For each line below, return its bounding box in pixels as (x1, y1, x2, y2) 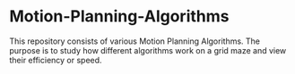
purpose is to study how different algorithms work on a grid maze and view (9, 45, 287, 55)
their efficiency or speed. (9, 54, 102, 65)
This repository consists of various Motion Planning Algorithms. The (9, 36, 261, 46)
